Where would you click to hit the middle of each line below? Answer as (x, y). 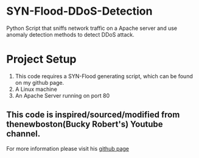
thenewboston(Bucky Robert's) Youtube (85, 124)
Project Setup (42, 59)
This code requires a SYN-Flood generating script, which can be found (104, 76)
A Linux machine (36, 89)
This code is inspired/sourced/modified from (93, 115)
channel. (23, 134)
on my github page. (40, 82)
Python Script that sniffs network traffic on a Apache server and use (92, 28)
